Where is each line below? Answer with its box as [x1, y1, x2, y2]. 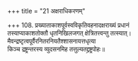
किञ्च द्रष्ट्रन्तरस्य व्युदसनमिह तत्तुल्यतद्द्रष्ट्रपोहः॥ [7, 45, 105, 53]
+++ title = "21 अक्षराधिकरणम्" [7, 7, 86, 15]
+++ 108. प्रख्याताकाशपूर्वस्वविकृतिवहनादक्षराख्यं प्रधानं [7, 21, 130, 29]
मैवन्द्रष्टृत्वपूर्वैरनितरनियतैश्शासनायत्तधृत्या [7, 37, 96, 45]
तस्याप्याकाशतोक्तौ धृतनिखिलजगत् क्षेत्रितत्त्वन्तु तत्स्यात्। [7, 29, 132, 37]
